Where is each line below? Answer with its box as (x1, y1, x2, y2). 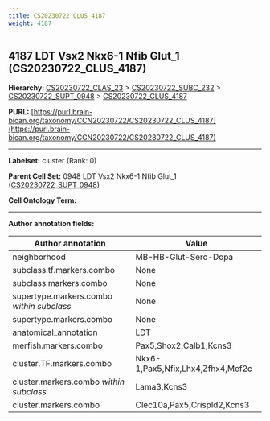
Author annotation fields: (8, 219, 95, 229)
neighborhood (12, 251, 67, 262)
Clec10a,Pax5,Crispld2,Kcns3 (135, 399, 250, 411)
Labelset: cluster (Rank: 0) (8, 156, 97, 166)
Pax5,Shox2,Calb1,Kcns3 (135, 340, 232, 351)
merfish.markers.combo (12, 340, 103, 351)
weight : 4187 (8, 19, 52, 27)
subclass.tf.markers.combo (12, 265, 115, 276)
